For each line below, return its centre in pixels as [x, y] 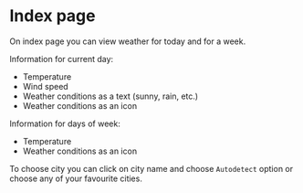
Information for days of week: [65, 123]
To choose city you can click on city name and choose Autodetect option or [151, 168]
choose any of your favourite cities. [76, 178]
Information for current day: [62, 59]
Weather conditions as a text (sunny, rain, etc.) [110, 96]
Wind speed [45, 86]
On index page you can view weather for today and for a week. [128, 41]
